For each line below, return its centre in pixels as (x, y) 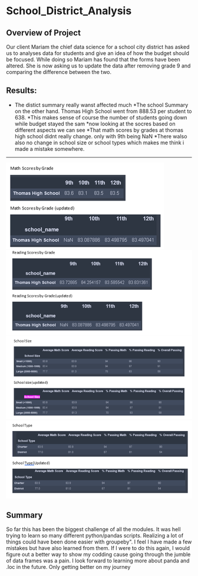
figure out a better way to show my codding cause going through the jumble (98, 555)
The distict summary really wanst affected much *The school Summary (101, 105)
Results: (22, 91)
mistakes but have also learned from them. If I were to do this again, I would (98, 548)
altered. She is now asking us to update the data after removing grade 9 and (98, 66)
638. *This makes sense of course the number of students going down (101, 117)
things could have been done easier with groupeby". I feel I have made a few (99, 542)
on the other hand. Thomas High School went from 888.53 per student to (103, 111)
